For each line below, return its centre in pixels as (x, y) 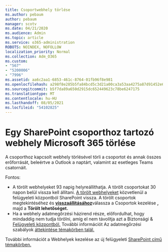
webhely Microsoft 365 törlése (70, 143)
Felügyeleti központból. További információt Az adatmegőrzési (77, 224)
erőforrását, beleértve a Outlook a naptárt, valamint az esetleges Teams (79, 162)
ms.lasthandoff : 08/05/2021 (34, 103)
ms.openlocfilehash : (27, 84)
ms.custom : (16, 61)
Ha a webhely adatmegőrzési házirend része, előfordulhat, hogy (78, 213)
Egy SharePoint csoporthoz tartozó (79, 133)
